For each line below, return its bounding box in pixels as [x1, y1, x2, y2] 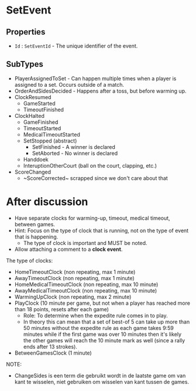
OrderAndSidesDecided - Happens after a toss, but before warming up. [14, 87, 187, 94]
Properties [6, 27, 46, 37]
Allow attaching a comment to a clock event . [14, 246, 123, 253]
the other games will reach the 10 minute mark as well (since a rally [23, 336, 185, 344]
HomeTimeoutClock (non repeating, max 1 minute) [14, 268, 136, 276]
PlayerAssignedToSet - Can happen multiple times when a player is [14, 74, 177, 82]
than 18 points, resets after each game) [14, 305, 109, 312]
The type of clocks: [6, 257, 53, 264]
